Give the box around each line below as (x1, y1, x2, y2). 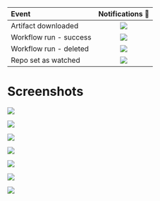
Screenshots (7, 84, 84, 99)
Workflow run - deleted (11, 44, 90, 54)
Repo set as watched (11, 56, 80, 65)
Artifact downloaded (11, 21, 79, 30)
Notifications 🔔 (98, 9, 150, 18)
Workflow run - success (11, 32, 92, 42)
